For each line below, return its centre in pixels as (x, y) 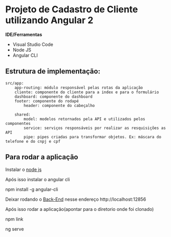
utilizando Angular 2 (49, 20)
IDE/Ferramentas (24, 34)
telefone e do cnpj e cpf (33, 141)
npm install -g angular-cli (32, 189)
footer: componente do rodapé (47, 101)
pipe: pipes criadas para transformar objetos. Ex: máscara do (92, 137)
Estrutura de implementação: (53, 71)
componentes (18, 123)
